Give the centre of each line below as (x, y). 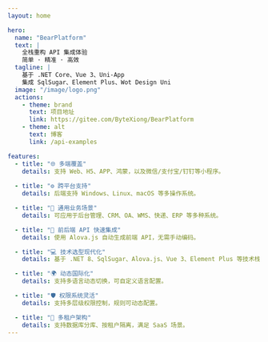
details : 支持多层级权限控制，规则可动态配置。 (92, 303)
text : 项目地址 (52, 112)
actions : (29, 97)
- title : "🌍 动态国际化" (54, 274)
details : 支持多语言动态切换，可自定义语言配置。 (95, 281)
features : (24, 156)
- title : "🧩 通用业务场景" (56, 208)
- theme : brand (47, 105)
